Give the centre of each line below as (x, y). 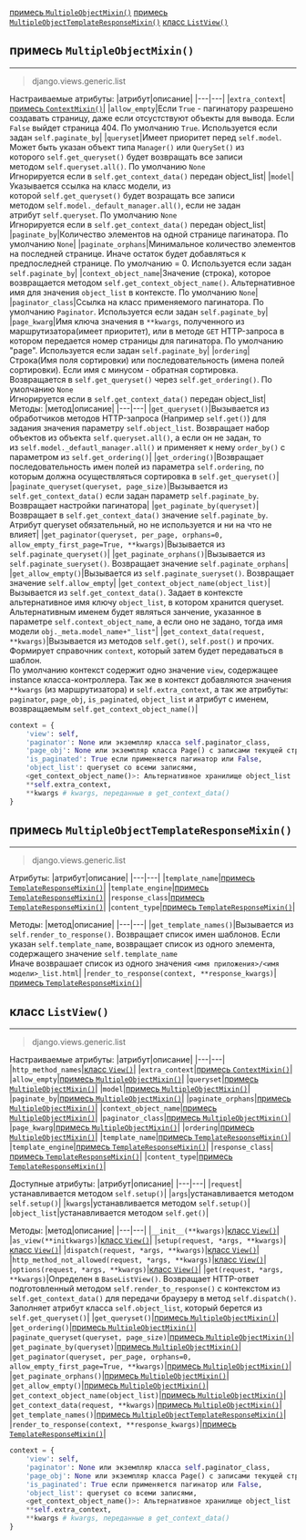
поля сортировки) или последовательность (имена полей (172, 360)
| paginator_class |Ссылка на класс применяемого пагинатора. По (137, 302)
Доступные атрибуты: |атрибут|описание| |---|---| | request (124, 1184)
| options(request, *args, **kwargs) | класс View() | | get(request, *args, (147, 1269)
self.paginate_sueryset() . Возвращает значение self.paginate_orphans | (149, 563)
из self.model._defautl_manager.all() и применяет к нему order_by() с (148, 447)
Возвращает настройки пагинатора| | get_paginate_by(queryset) (133, 505)
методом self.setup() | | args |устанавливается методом (186, 1194)
